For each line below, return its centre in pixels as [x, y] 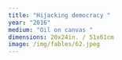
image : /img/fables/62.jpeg [54, 44]
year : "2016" [30, 23]
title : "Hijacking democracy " [59, 15]
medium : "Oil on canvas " [50, 30]
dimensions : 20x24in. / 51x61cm [61, 37]
